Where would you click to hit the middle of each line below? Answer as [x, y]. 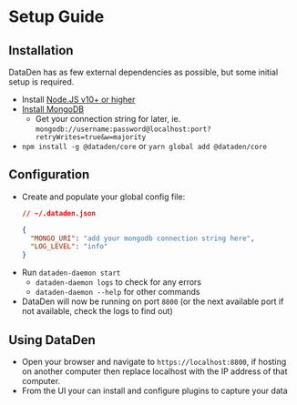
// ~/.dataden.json [59, 213]
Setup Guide [56, 17]
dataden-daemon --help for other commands [118, 292]
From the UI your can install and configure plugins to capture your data [154, 390]
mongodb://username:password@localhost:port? [123, 129]
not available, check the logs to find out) [97, 311]
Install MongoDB [53, 109]
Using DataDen [52, 340]
